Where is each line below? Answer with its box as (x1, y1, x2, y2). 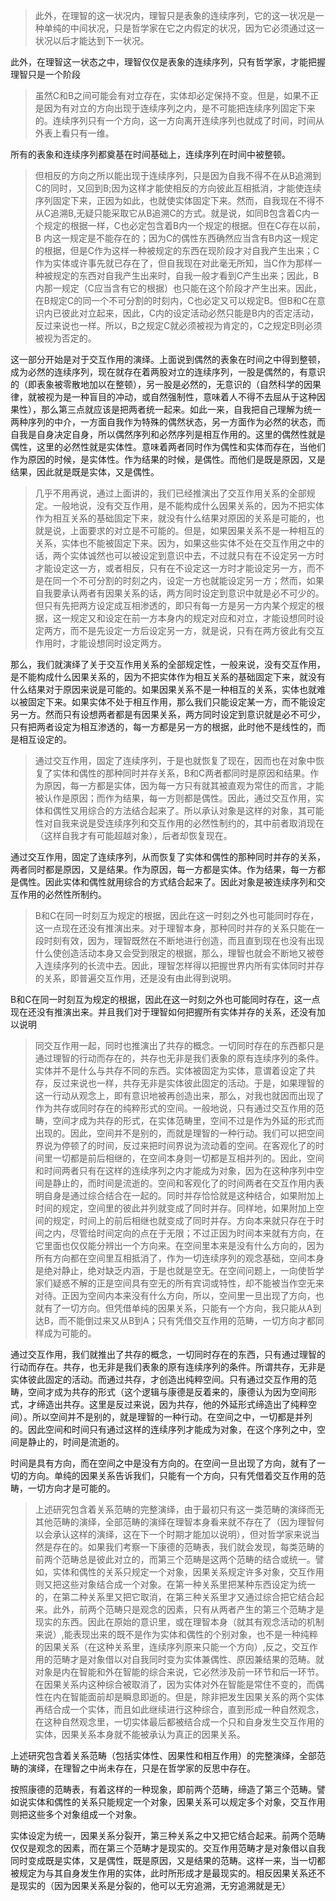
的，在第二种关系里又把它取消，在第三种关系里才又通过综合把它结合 (34, 1591, 316, 1603)
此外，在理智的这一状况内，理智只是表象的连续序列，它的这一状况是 (34, 10, 316, 21)
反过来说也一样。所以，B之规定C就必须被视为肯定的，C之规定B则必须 (34, 320, 323, 331)
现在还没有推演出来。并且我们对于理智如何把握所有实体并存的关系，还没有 (10, 1006, 317, 1018)
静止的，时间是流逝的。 (27, 1436, 125, 1448)
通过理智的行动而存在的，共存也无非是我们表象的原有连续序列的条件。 (34, 1052, 325, 1064)
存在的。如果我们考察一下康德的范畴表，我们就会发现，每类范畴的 (52, 1541, 325, 1553)
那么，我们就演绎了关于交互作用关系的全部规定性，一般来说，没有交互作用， (10, 659, 326, 670)
